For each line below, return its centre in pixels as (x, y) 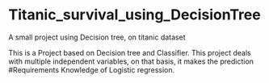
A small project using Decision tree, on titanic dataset (97, 37)
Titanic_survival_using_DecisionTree (134, 15)
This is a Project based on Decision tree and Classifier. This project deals (130, 52)
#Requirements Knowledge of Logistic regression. (92, 69)
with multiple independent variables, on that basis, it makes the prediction (131, 61)
